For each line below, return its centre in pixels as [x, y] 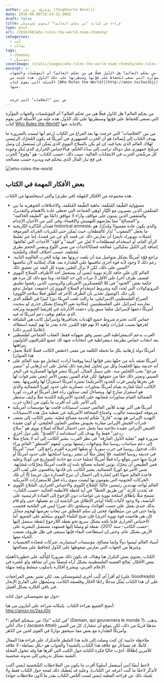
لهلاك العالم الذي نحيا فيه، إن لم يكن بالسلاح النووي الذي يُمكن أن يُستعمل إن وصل [79, 144]
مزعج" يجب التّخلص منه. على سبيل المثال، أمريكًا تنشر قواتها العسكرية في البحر [84, 371]
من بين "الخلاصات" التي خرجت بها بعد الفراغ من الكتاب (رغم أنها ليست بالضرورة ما [81, 133]
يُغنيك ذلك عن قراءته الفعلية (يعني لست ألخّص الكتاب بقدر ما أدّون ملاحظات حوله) [79, 675]
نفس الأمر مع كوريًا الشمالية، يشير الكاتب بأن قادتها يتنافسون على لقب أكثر [80, 469]
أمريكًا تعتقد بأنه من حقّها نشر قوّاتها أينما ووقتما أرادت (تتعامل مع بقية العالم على [85, 361]
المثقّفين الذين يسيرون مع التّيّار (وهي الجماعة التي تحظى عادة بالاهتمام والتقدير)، [85, 211]
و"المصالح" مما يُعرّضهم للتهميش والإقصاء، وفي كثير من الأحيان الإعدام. [76, 221]
